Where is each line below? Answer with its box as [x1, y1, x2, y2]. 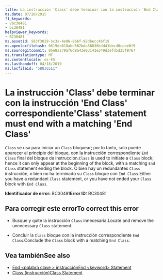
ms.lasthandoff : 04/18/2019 [5, 61, 62, 66]
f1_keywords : [5, 16, 32, 21]
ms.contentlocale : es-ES [5, 57, 55, 62]
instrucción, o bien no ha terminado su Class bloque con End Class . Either [5, 170, 151, 176]
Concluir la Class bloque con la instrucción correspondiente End [12, 232, 140, 238]
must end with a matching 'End [5, 118, 132, 129]
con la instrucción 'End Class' [5, 98, 128, 109]
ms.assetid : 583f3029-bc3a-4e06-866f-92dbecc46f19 [5, 39, 110, 44]
